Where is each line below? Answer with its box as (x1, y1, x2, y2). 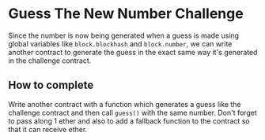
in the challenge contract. (8, 56, 92, 65)
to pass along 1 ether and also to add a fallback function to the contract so (8, 116, 251, 126)
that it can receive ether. (8, 124, 88, 134)
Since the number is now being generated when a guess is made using (8, 31, 240, 40)
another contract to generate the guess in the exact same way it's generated (8, 47, 258, 57)
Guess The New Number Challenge (8, 5, 244, 23)
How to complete (8, 79, 94, 92)
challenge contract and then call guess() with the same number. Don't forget (8, 108, 257, 117)
